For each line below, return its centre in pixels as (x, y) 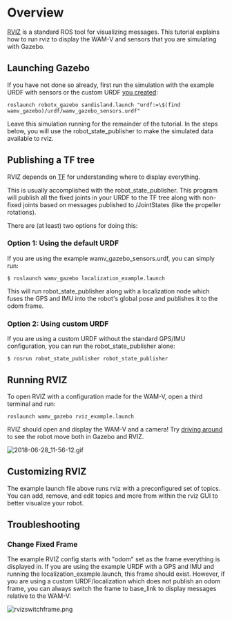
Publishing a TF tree (51, 160)
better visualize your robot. (46, 503)
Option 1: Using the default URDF (63, 243)
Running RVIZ (37, 380)
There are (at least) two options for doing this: (72, 225)
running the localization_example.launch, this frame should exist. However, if (116, 574)
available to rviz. (30, 138)
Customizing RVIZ (47, 472)
